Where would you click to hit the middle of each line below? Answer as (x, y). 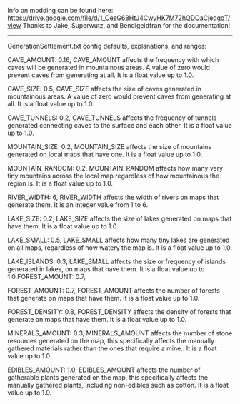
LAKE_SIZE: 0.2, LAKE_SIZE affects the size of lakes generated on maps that (120, 218)
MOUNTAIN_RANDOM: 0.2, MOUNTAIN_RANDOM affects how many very (115, 168)
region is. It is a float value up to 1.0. (60, 183)
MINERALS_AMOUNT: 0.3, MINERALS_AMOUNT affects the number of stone (120, 333)
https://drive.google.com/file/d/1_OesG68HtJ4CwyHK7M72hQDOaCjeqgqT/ (119, 18)
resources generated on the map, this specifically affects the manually (111, 341)
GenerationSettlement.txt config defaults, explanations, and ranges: (107, 46)
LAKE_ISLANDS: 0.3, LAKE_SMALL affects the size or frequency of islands (117, 261)
